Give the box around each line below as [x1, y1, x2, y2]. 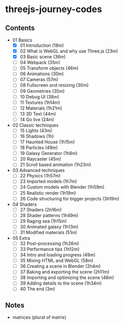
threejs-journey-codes [5, 4, 102, 15]
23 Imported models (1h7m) [20, 178, 77, 185]
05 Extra [12, 235, 30, 241]
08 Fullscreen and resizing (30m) [20, 82, 89, 88]
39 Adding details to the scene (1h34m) [20, 280, 102, 286]
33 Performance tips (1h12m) [20, 246, 80, 252]
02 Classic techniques [12, 122, 59, 128]
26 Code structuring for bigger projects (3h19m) [20, 195, 119, 201]
